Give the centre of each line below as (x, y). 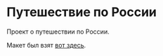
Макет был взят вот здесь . (46, 45)
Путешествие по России (82, 12)
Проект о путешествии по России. (58, 31)
